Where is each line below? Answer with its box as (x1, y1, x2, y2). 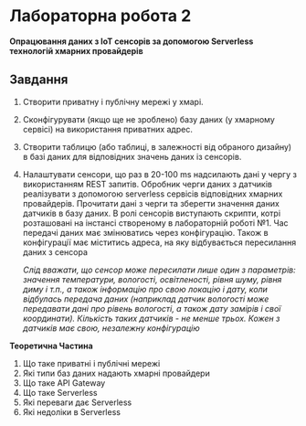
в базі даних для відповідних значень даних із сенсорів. (22, 151, 242, 162)
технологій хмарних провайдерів (9, 45, 143, 56)
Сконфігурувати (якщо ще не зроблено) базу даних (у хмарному (22, 113, 276, 124)
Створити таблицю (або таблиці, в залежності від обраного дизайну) (22, 141, 292, 152)
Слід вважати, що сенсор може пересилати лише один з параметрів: (22, 264, 297, 275)
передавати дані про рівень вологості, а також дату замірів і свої (22, 303, 281, 314)
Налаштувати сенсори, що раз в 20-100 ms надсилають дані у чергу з (22, 168, 297, 179)
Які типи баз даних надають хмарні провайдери (22, 367, 210, 378)
